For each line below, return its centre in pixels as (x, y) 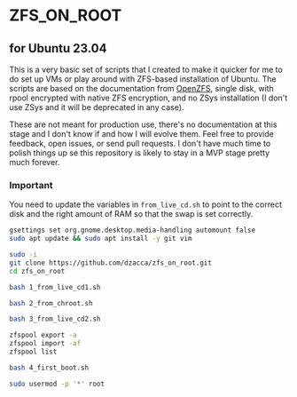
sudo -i (23, 255)
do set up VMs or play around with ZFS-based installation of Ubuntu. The (143, 79)
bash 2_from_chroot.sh (51, 303)
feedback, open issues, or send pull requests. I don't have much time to (140, 143)
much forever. (35, 162)
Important (31, 185)
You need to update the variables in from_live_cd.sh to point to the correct (145, 204)
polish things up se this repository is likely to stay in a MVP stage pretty (140, 153)
